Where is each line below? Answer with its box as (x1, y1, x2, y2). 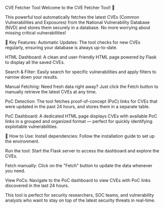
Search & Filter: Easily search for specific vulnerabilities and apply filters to (5, 69, 157, 75)
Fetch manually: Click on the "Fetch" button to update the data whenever (5, 163, 153, 168)
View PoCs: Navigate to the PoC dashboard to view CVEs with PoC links (5, 178, 151, 183)
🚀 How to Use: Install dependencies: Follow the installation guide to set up (5, 133, 155, 139)
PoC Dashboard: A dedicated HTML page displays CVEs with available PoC (5, 113, 158, 119)
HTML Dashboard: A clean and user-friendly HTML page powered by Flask (5, 54, 157, 60)
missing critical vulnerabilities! (5, 30, 66, 35)
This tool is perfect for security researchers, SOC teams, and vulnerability (5, 192, 154, 198)
